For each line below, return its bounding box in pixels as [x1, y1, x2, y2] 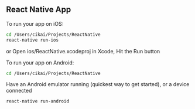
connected [6, 87, 32, 94]
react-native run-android [6, 98, 69, 104]
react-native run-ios [6, 37, 59, 43]
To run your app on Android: [6, 59, 74, 66]
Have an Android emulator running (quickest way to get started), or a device [6, 81, 190, 88]
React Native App [6, 5, 71, 15]
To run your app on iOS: [6, 20, 64, 27]
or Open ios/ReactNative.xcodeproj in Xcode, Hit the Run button [6, 47, 160, 54]
